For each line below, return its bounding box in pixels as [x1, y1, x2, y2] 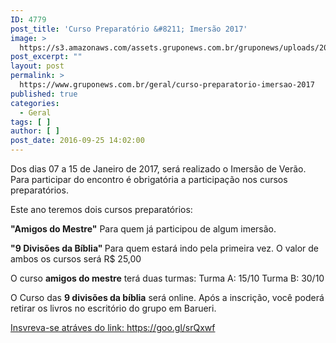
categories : [10, 98, 60, 108]
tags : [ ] [10, 117, 52, 127]
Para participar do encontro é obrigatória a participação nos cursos [10, 174, 288, 185]
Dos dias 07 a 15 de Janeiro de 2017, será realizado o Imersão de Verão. [10, 163, 307, 175]
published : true [10, 89, 78, 99]
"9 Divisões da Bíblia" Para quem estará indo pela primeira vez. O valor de [10, 242, 320, 254]
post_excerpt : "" [10, 52, 83, 62]
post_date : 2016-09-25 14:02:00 [10, 136, 145, 146]
